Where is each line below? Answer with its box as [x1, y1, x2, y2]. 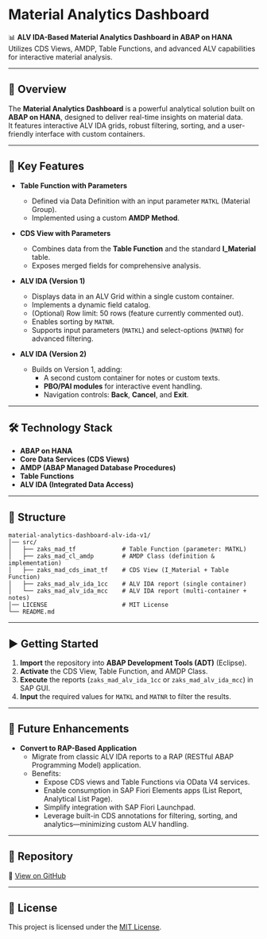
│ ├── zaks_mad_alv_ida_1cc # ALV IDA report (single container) [8, 580, 247, 589]
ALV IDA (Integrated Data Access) [19, 480, 134, 489]
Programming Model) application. [31, 760, 141, 770]
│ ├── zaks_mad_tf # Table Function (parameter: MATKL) [8, 546, 247, 554]
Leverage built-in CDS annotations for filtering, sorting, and [43, 810, 238, 820]
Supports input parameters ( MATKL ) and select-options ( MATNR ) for [31, 325, 244, 334]
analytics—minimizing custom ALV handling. [43, 819, 189, 829]
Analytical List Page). [43, 794, 113, 803]
